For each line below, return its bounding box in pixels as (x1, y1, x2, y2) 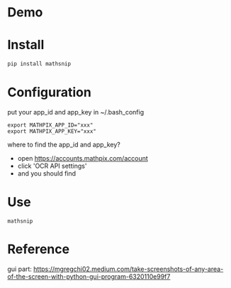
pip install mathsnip (7, 60, 72, 68)
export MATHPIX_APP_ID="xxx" (7, 122, 94, 129)
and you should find (17, 169, 77, 178)
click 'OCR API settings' (17, 161, 87, 170)
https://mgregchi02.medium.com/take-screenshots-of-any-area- (33, 265, 224, 273)
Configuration (7, 85, 92, 100)
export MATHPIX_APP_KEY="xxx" (7, 127, 97, 135)
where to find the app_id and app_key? (7, 140, 120, 149)
